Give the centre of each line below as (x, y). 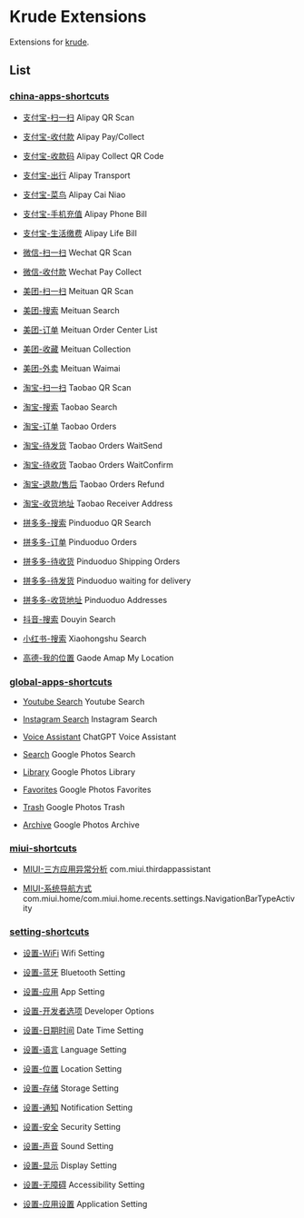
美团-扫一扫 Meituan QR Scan (78, 291)
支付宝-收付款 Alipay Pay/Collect (83, 136)
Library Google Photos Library (79, 772)
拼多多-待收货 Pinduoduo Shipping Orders (101, 561)
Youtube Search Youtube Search (83, 701)
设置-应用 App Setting (64, 991)
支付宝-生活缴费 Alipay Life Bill (80, 233)
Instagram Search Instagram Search (90, 718)
